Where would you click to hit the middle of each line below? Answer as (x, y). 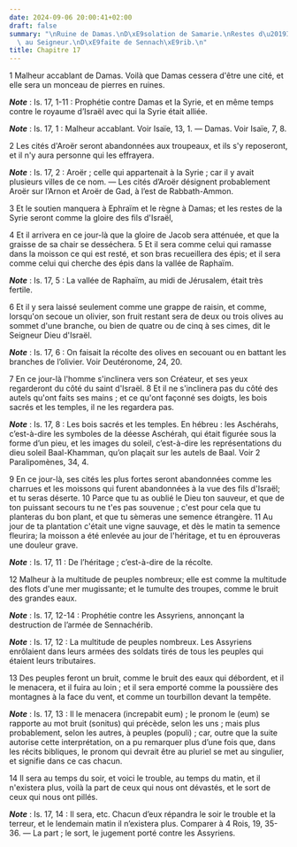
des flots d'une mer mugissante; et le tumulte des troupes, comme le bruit (144, 589)
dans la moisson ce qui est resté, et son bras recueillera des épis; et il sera (145, 254)
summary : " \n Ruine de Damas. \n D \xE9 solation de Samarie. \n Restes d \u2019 (148, 34)
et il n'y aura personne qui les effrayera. (82, 155)
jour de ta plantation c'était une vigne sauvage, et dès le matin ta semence (145, 526)
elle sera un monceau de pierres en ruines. (87, 85)
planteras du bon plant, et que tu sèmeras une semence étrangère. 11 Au (141, 517)
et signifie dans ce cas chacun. (66, 761)
